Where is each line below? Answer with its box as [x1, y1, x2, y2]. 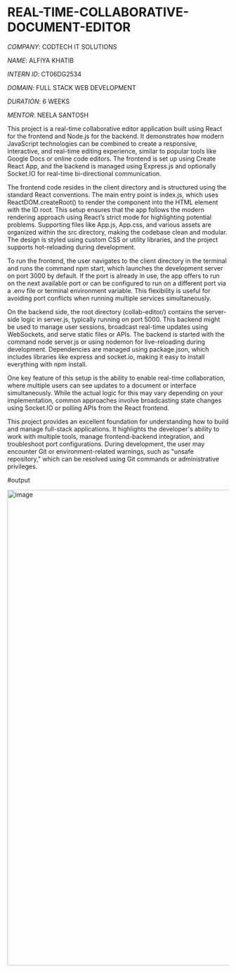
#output [7, 476, 30, 484]
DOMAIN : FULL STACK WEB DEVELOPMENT [7, 83, 137, 92]
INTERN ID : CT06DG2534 [7, 70, 82, 78]
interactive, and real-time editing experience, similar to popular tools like [7, 147, 216, 155]
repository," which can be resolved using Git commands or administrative [7, 454, 220, 463]
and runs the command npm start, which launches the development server [7, 264, 223, 272]
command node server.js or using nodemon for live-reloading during [7, 337, 206, 346]
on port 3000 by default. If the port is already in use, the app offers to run [7, 271, 220, 280]
